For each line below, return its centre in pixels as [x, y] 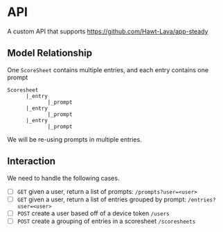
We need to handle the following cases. [63, 178]
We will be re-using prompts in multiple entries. [74, 139]
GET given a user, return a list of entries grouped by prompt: [102, 199]
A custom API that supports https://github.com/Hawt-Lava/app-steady [108, 31]
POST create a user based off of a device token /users [93, 213]
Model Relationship [50, 53]
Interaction [32, 161]
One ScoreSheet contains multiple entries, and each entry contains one [108, 69]
